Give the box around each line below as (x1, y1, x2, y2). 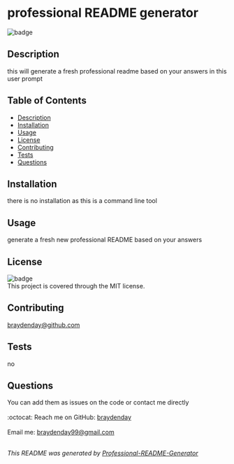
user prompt (7, 74, 43, 83)
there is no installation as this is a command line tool (7, 197, 157, 205)
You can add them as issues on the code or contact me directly (7, 398, 189, 407)
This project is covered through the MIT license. (7, 282, 145, 290)
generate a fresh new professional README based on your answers (7, 236, 203, 244)
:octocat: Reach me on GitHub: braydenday (7, 413, 131, 421)
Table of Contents (7, 94, 87, 106)
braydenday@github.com (7, 321, 80, 329)
